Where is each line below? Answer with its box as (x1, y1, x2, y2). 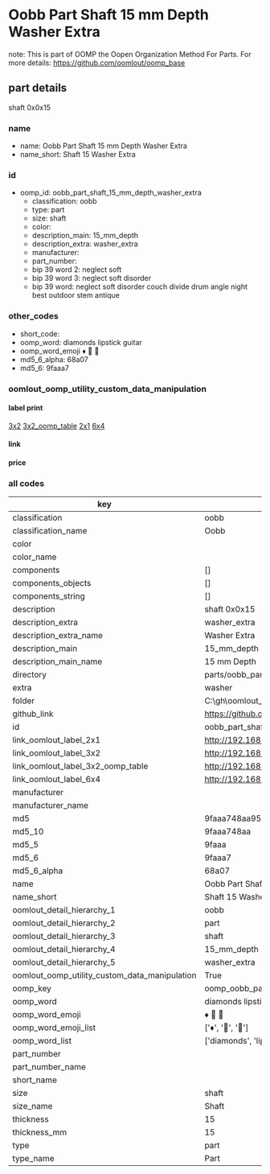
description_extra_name (12, 630, 103, 641)
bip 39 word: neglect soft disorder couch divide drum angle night (31, 282, 247, 291)
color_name (12, 551, 57, 562)
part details (8, 81, 67, 95)
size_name (12, 1101, 53, 1112)
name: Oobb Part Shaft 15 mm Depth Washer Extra (19, 141, 187, 150)
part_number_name (12, 1061, 86, 1073)
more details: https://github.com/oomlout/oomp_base (8, 58, 186, 68)
